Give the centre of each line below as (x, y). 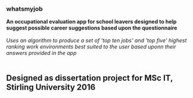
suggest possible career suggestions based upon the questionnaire (92, 28)
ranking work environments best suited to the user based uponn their (91, 47)
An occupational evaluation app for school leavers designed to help (91, 22)
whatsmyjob (24, 9)
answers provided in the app (41, 53)
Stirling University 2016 (51, 87)
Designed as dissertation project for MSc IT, (90, 78)
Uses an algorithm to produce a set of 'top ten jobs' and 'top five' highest (96, 41)
